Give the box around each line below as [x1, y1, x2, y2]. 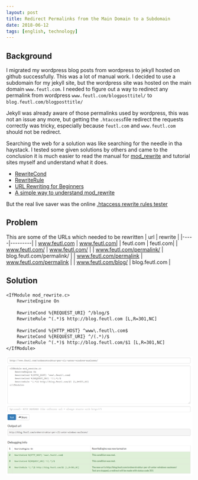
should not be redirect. [6, 128, 62, 136]
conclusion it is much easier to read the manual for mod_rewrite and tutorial [6, 153, 190, 160]
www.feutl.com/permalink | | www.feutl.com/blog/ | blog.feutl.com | [6, 258, 171, 266]
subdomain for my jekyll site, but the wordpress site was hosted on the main [6, 79, 191, 86]
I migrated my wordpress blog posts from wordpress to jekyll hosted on [6, 67, 180, 74]
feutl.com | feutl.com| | [122, 240, 178, 247]
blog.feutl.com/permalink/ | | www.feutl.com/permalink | [6, 252, 143, 259]
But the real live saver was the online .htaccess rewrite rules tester [6, 201, 168, 208]
